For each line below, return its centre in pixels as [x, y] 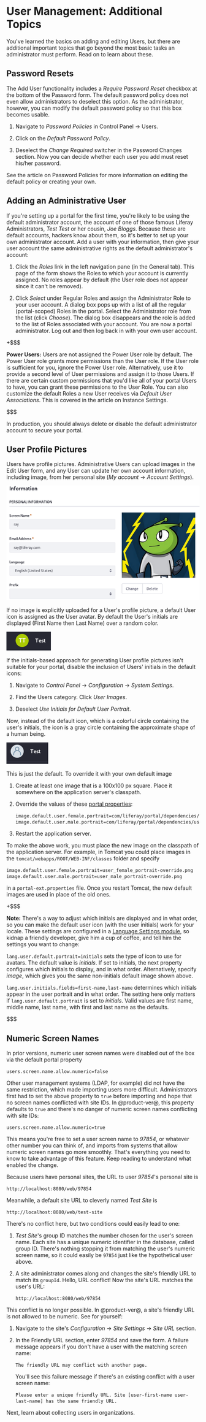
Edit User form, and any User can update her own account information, [96, 471]
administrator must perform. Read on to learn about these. [80, 54]
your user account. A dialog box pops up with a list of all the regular [101, 304]
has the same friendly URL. [82, 1401]
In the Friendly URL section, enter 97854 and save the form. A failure [102, 1340]
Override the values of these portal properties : [74, 804]
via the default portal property [44, 1060]
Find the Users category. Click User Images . [71, 697]
